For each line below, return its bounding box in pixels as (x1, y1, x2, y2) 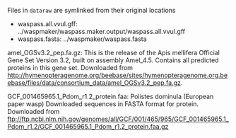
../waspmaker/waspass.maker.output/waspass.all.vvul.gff (17, 28, 186, 35)
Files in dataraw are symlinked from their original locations (7, 6, 176, 14)
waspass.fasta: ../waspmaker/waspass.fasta (17, 35, 147, 43)
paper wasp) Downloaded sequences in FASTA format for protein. (7, 100, 199, 108)
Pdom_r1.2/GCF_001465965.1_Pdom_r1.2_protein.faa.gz (7, 122, 169, 130)
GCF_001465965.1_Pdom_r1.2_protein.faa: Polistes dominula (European (7, 92, 214, 100)
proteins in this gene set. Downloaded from (7, 64, 133, 71)
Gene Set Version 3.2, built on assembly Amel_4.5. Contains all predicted (7, 56, 219, 64)
